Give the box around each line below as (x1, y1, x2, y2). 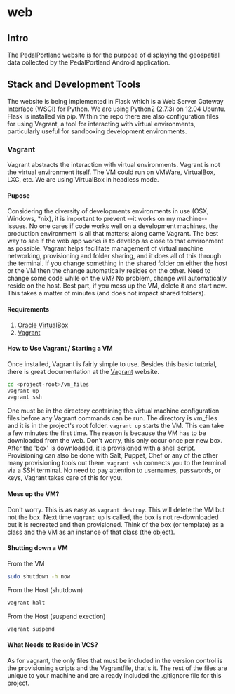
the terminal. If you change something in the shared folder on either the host (7, 259, 228, 267)
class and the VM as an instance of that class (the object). (7, 528, 175, 536)
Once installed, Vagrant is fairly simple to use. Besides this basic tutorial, (7, 359, 217, 368)
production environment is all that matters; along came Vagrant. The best (7, 229, 219, 238)
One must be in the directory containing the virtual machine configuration (7, 406, 220, 415)
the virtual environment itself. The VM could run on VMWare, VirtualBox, (7, 168, 215, 176)
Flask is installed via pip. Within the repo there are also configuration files (7, 112, 219, 120)
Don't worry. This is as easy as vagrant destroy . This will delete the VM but (7, 505, 226, 514)
